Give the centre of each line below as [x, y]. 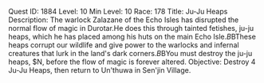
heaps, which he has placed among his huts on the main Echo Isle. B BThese [132, 36]
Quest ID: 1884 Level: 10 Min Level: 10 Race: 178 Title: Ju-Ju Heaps [118, 11]
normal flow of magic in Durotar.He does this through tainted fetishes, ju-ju [131, 28]
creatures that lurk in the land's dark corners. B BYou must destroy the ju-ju [130, 53]
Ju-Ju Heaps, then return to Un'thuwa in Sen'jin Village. [100, 70]
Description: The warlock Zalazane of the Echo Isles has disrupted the [124, 20]
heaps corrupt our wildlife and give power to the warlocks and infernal [124, 45]
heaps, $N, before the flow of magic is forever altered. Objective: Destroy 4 [132, 62]
